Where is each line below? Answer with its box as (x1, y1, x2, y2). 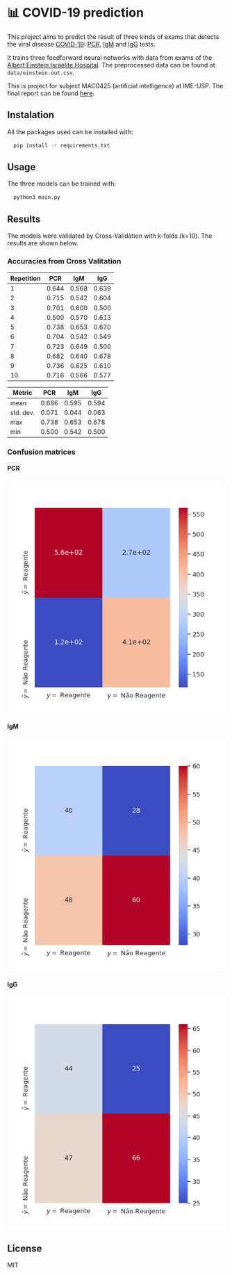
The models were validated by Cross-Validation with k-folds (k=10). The (7, 232, 213, 240)
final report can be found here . (7, 89, 95, 97)
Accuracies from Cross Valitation (7, 257, 122, 266)
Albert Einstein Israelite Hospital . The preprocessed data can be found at (7, 60, 215, 69)
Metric (13, 389, 33, 397)
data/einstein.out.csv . (7, 68, 75, 76)
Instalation (7, 109, 54, 121)
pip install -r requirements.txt (13, 142, 110, 149)
